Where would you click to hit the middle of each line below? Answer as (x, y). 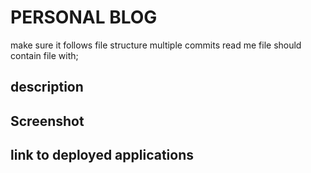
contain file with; (44, 55)
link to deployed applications (102, 155)
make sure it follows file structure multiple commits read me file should (156, 45)
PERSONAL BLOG (84, 17)
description (47, 87)
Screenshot (47, 121)
